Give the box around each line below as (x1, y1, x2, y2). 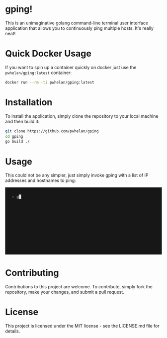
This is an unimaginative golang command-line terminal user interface (5, 20, 148, 26)
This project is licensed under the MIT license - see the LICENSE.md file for (5, 323, 160, 329)
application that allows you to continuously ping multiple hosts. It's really (5, 25, 154, 31)
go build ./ (5, 139, 30, 144)
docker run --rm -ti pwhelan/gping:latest (5, 80, 94, 85)
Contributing (5, 267, 59, 279)
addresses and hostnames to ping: (5, 177, 76, 183)
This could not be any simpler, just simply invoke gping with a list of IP (5, 172, 149, 178)
